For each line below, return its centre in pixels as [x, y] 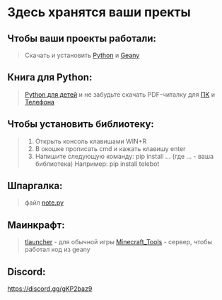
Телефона [40, 102]
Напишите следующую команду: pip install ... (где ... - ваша [124, 156]
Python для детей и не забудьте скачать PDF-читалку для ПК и [120, 94]
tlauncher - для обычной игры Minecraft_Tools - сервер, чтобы [118, 242]
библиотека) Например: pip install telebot [97, 164]
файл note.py [44, 203]
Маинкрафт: [36, 225]
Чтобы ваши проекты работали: [82, 38]
